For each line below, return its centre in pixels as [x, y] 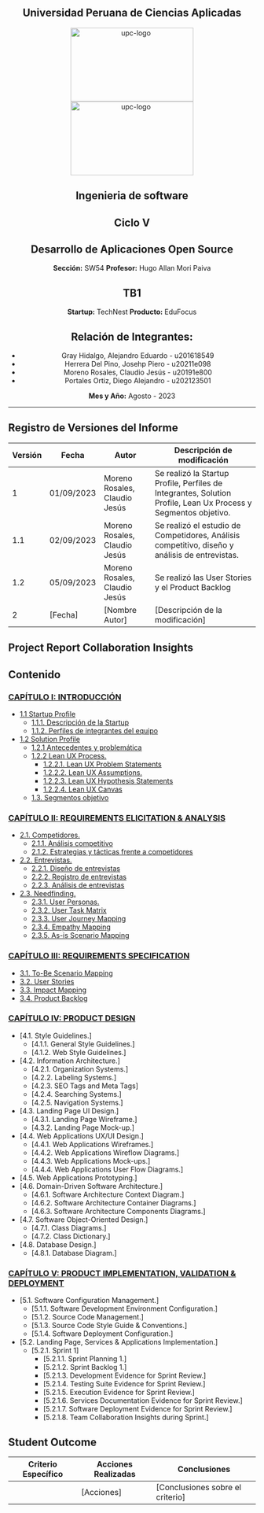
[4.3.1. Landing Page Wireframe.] [84, 1119]
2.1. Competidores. [50, 835]
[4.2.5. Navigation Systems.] [77, 1102]
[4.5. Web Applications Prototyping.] [78, 1177]
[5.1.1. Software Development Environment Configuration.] [125, 1308]
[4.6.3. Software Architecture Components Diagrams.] [118, 1211]
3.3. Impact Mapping [53, 990]
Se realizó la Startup [192, 473]
